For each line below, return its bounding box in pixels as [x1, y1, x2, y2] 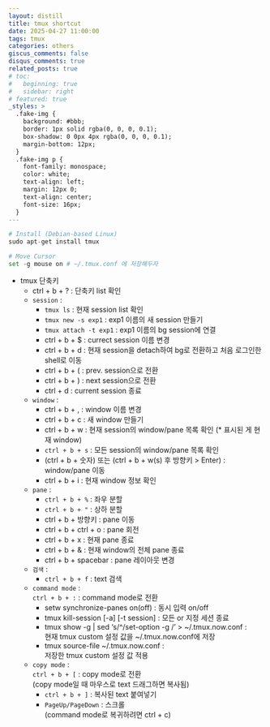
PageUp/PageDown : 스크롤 [44, 699, 126, 709]
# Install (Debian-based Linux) [8, 230, 118, 239]
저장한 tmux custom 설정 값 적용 [44, 650, 148, 660]
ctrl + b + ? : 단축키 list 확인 [32, 286, 122, 295]
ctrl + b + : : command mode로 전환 [32, 592, 158, 602]
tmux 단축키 [19, 275, 59, 285]
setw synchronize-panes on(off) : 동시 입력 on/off [44, 602, 209, 613]
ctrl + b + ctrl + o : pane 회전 [44, 524, 139, 534]
